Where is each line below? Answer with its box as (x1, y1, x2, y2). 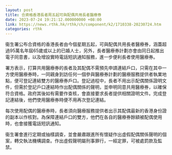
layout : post (5, 7, 33, 13)
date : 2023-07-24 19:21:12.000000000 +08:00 (5, 17, 102, 22)
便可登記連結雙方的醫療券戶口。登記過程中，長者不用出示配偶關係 (14, 78, 154, 84)
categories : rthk (5, 27, 42, 32)
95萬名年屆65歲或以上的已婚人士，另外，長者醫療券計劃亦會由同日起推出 (9, 48, 164, 54)
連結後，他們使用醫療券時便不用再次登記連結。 (9, 97, 109, 103)
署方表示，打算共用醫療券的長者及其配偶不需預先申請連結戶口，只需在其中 (5, 65, 162, 71)
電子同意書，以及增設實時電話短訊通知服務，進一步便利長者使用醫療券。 (5, 54, 158, 60)
